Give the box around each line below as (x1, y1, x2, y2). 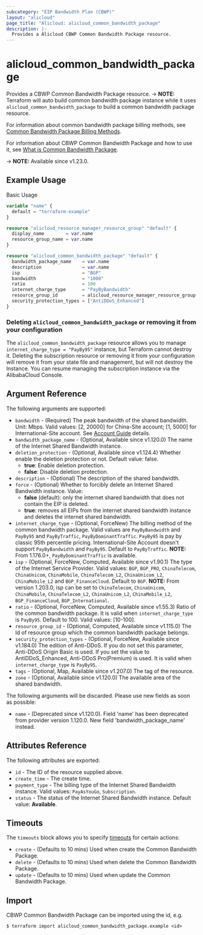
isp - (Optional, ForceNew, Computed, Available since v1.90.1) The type (14, 558, 193, 565)
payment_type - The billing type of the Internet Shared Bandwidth (14, 781, 176, 789)
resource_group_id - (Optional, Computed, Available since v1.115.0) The (14, 622, 192, 629)
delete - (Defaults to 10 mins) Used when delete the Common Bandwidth (14, 859, 196, 866)
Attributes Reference (6, 741, 87, 751)
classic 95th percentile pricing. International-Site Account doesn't (14, 539, 179, 546)
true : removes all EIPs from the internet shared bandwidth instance (24, 507, 192, 514)
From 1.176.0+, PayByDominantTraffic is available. (14, 551, 137, 559)
